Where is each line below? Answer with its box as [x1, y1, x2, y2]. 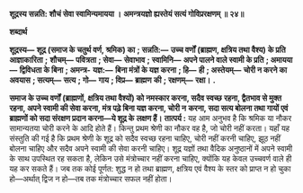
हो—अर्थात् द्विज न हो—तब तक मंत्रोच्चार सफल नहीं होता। [9, 173, 173, 184]
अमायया [270, 55, 293, 65]
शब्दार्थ [9, 27, 28, 37]
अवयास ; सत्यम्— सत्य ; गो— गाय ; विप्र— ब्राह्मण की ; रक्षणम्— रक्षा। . [9, 75, 216, 85]
